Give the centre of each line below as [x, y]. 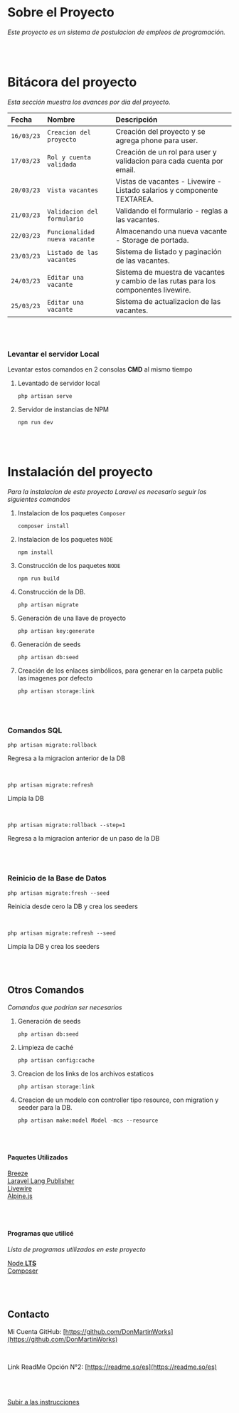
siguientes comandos [39, 500]
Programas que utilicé [41, 1234]
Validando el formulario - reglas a [172, 211]
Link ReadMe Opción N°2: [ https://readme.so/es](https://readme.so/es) [112, 1367]
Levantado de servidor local [59, 383]
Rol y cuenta [69, 157]
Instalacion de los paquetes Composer [71, 513]
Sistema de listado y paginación [169, 251]
